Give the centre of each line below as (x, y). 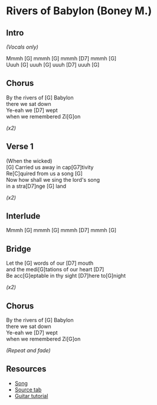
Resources (26, 369)
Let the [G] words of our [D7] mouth (50, 263)
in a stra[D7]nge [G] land (36, 186)
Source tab (28, 390)
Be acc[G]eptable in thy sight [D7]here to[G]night (66, 276)
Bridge (19, 249)
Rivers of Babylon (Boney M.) (79, 11)
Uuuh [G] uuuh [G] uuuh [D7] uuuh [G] (53, 65)
